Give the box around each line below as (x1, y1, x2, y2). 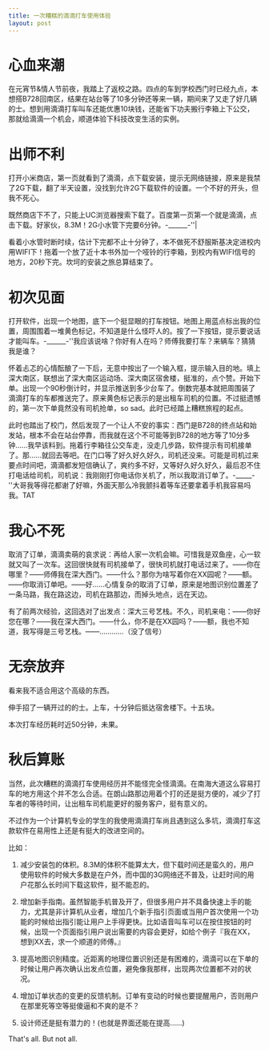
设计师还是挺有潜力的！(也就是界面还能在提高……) (19, 1018, 186, 1028)
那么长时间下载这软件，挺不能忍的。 (34, 880, 154, 890)
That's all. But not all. (8, 1034, 78, 1044)
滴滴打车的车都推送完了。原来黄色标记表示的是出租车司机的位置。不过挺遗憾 (8, 393, 261, 403)
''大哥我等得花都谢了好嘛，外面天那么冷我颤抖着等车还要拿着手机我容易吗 (8, 481, 251, 490)
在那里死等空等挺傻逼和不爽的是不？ (19, 1001, 140, 1011)
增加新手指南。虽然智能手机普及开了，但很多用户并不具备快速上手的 (19, 897, 245, 907)
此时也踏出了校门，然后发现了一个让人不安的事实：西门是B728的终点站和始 (8, 420, 258, 430)
